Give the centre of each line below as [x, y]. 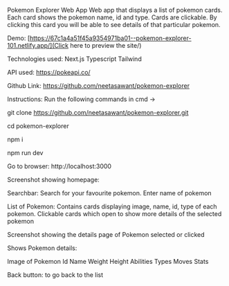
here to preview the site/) [106, 45]
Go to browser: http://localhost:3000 [59, 166]
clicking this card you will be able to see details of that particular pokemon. [114, 25]
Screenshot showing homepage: [54, 180]
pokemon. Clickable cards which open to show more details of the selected [114, 214]
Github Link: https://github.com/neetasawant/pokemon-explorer [99, 86]
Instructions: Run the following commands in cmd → [81, 99]
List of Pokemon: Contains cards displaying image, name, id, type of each [112, 206]
